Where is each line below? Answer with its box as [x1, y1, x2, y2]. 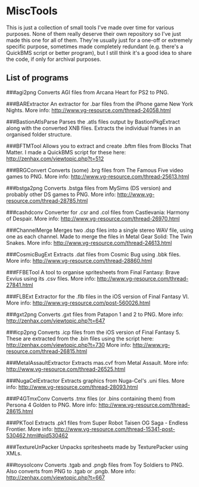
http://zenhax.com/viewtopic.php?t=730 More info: [6, 341, 132, 348]
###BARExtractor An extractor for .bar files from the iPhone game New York [6, 100, 194, 107]
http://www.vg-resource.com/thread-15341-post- [54, 425, 176, 433]
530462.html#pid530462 [6, 432, 69, 439]
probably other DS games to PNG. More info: [6, 191, 116, 198]
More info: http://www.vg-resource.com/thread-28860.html [6, 257, 153, 264]
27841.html [6, 281, 33, 289]
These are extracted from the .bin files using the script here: [6, 335, 154, 342]
